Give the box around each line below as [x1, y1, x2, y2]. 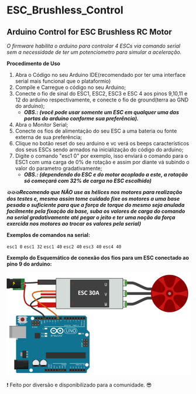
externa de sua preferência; [15, 134, 82, 141]
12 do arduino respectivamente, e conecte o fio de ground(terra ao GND [15, 96, 189, 103]
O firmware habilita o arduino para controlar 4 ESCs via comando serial [6, 42, 181, 49]
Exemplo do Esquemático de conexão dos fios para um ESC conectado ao [6, 254, 189, 261]
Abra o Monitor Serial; [15, 121, 68, 128]
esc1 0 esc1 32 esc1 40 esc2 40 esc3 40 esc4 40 [6, 244, 122, 250]
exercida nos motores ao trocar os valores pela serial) [6, 220, 142, 227]
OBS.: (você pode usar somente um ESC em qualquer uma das [23, 109, 179, 116]
